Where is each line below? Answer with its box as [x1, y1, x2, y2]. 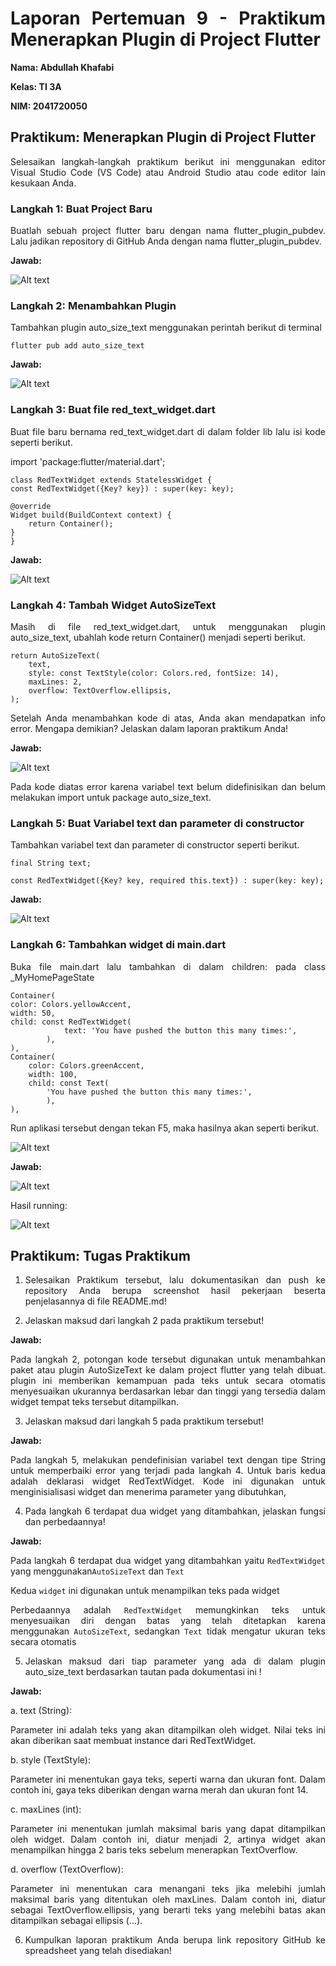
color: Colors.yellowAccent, [10, 999, 132, 1009]
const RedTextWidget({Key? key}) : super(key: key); [10, 483, 235, 494]
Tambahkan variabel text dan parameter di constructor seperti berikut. [10, 839, 300, 851]
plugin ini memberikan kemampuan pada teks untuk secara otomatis [10, 1375, 326, 1387]
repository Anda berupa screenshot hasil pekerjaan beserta [24, 1285, 326, 1297]
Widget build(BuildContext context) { [10, 510, 172, 520]
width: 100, [28, 1069, 78, 1079]
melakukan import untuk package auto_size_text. [10, 791, 212, 803]
